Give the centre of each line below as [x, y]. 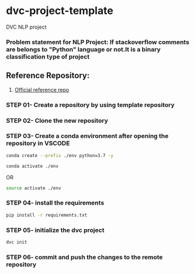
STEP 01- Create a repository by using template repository [90, 105]
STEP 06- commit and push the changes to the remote [85, 257]
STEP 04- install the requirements [55, 203]
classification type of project [48, 57]
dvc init [17, 242]
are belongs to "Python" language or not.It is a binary [83, 49]
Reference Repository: [48, 76]
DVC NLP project [26, 27]
